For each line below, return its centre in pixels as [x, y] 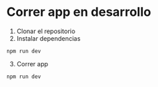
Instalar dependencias [48, 38]
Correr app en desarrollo [79, 12]
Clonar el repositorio [46, 31]
